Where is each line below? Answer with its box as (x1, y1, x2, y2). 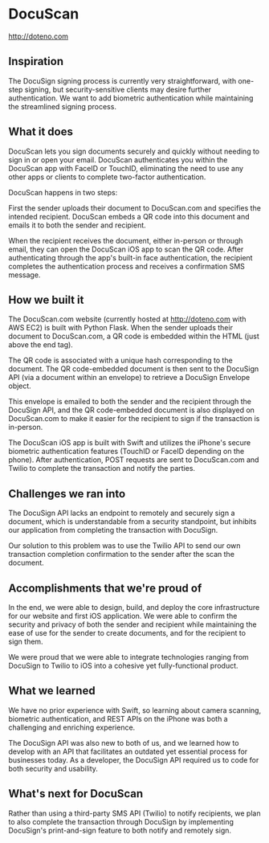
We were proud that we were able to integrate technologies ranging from (8, 653, 249, 661)
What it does (8, 125, 74, 139)
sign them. (8, 636, 43, 646)
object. (8, 381, 32, 391)
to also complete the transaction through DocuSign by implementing (8, 816, 234, 826)
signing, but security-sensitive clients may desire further (24, 84, 211, 94)
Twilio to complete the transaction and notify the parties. (8, 464, 195, 473)
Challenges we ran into (8, 487, 126, 501)
